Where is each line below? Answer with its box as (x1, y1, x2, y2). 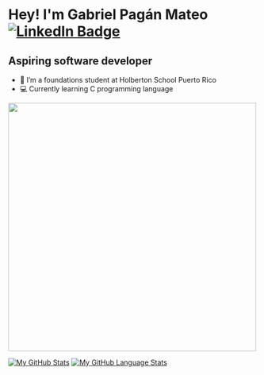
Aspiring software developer (8, 54, 153, 68)
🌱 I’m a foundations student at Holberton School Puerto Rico (19, 75, 216, 84)
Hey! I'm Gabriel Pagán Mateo (8, 6, 209, 24)
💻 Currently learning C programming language (19, 84, 174, 93)
